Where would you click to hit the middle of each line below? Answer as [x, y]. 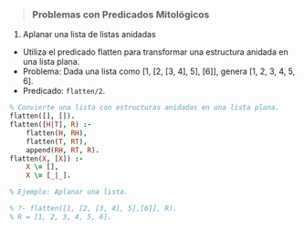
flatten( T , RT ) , [57, 141]
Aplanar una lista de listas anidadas [89, 35]
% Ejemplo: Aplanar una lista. [69, 192]
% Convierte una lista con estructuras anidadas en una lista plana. [145, 108]
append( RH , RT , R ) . [63, 150]
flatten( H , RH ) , [57, 133]
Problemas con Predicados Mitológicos [121, 15]
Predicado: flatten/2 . [64, 91]
